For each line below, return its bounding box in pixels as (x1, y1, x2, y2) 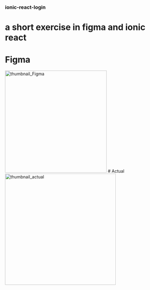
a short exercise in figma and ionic (5, 22, 146, 33)
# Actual (108, 168, 124, 174)
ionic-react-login (5, 4, 46, 11)
